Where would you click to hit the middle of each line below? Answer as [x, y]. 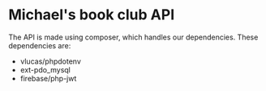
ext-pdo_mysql [45, 69]
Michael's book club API [92, 15]
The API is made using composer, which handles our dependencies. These [133, 37]
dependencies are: [40, 45]
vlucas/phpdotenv [50, 61]
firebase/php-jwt [48, 78]
